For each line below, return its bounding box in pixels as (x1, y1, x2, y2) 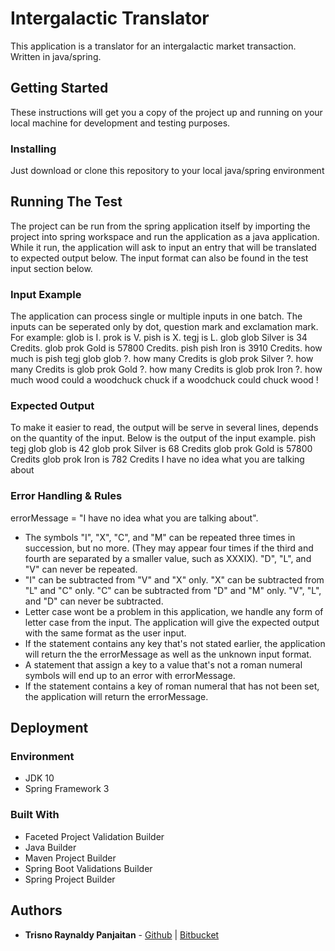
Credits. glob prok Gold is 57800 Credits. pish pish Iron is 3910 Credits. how (10, 342, 323, 354)
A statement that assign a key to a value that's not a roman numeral (24, 658, 303, 671)
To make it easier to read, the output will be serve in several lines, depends (10, 422, 319, 434)
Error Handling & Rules (10, 489, 123, 503)
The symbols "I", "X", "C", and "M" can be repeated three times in (24, 531, 296, 543)
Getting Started (10, 80, 109, 97)
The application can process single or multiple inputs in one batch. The (10, 310, 303, 322)
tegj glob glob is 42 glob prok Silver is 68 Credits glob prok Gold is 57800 (10, 443, 313, 455)
